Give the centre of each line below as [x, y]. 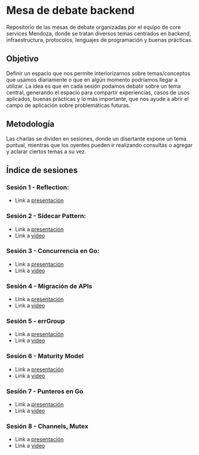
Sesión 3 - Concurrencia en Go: [53, 251]
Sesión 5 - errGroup [35, 321]
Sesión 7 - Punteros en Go [45, 391]
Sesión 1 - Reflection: [38, 187]
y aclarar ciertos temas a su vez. [46, 151]
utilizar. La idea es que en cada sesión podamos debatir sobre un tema [94, 86]
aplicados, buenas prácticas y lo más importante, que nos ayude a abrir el [97, 99]
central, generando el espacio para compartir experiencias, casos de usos [98, 92]
